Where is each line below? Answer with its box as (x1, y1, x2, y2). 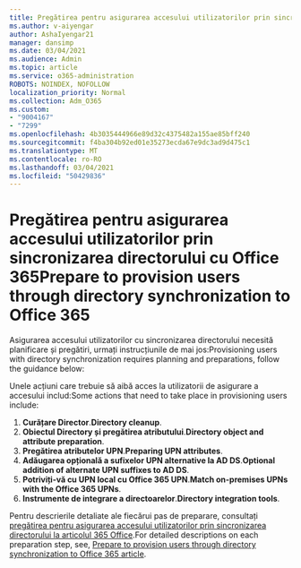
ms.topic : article (9, 64, 78, 73)
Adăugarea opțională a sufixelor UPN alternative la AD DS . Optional (21, 455, 276, 466)
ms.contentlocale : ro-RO (9, 154, 102, 164)
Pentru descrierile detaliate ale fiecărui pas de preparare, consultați (9, 511, 258, 521)
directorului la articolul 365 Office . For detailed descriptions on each (9, 529, 259, 540)
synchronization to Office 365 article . (9, 548, 147, 560)
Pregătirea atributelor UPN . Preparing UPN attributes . (21, 445, 224, 457)
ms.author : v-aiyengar (9, 22, 94, 30)
